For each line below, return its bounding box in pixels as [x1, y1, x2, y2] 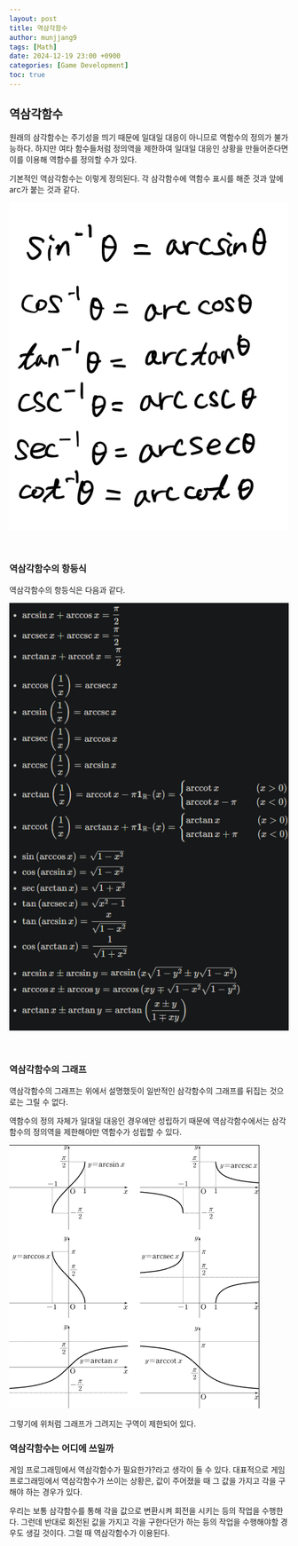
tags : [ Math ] [9, 43, 58, 51]
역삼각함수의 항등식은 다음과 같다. [9, 584, 126, 595]
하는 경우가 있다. [25, 1487, 82, 1497]
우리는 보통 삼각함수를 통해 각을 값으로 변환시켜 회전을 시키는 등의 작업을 [9, 1505, 260, 1516]
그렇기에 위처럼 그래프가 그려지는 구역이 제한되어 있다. [9, 1418, 197, 1429]
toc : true [9, 71, 46, 80]
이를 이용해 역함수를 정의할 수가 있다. [9, 154, 137, 164]
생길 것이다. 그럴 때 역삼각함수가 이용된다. [25, 1527, 170, 1538]
